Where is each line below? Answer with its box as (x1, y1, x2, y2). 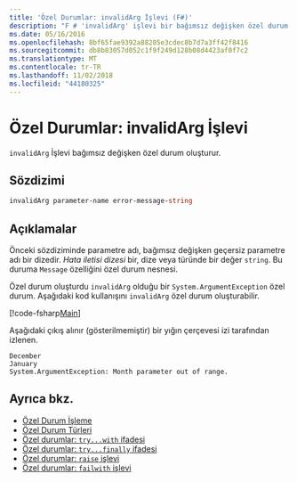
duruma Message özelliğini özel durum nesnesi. (9, 264, 179, 274)
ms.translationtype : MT (9, 54, 98, 63)
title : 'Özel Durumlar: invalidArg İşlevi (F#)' (9, 12, 193, 22)
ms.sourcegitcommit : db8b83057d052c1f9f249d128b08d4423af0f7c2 (9, 46, 249, 55)
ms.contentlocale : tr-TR (9, 63, 101, 72)
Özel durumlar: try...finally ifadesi (21, 443, 157, 454)
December (9, 352, 42, 361)
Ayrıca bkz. (9, 391, 74, 406)
